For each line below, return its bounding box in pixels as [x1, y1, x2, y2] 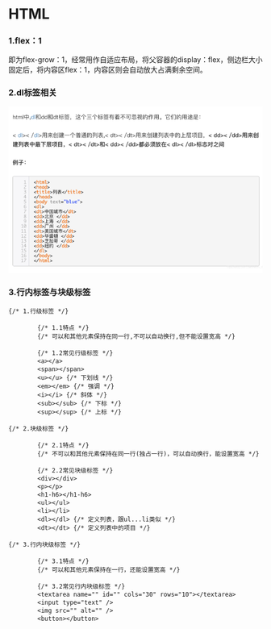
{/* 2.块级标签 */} [8, 424, 69, 432]
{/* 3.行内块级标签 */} [8, 540, 81, 548]
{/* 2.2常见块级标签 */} [37, 466, 114, 474]
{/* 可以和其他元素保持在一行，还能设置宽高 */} [37, 565, 181, 573]
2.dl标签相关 [8, 87, 57, 98]
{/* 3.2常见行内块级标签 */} [37, 582, 126, 590]
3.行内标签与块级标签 [8, 287, 91, 298]
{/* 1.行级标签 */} [8, 307, 69, 315]
